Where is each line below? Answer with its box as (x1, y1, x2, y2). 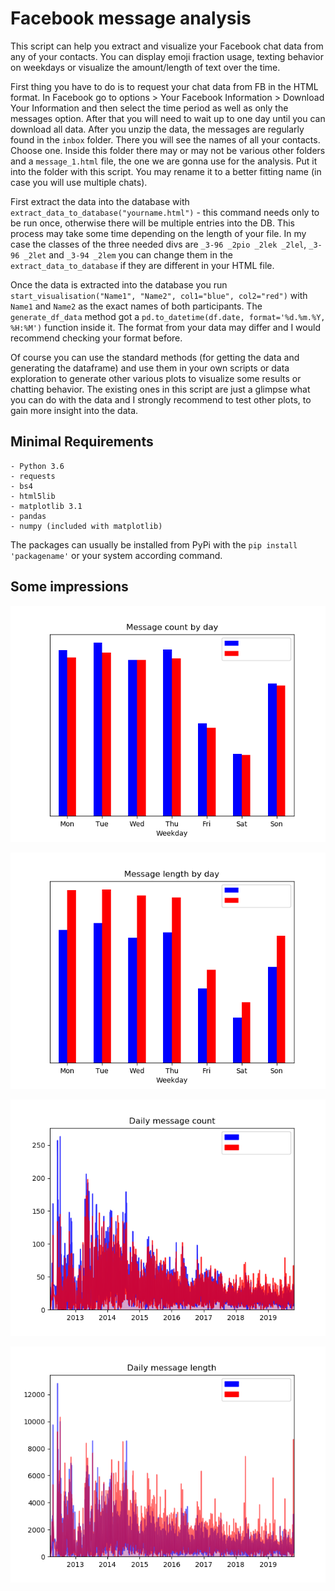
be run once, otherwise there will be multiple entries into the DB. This (10, 217, 295, 229)
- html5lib (10, 491, 56, 501)
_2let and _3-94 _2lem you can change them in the (23, 248, 233, 261)
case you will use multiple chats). (10, 176, 148, 188)
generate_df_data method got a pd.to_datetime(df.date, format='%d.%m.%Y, (10, 310, 326, 322)
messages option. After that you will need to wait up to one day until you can (10, 112, 326, 124)
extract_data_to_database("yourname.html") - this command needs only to (10, 206, 320, 218)
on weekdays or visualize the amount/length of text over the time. (10, 61, 281, 73)
